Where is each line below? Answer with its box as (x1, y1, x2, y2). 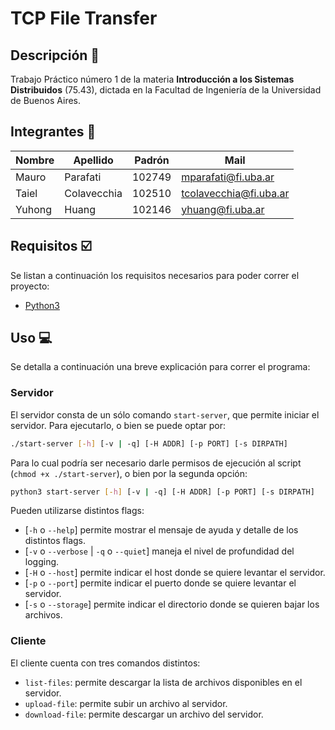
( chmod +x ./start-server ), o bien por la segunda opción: (10, 467, 248, 479)
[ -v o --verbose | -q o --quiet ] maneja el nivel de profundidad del (24, 545, 295, 557)
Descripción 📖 (10, 47, 100, 64)
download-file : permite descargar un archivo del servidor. (24, 708, 264, 720)
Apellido (73, 153, 114, 167)
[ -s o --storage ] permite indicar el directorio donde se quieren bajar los (24, 598, 320, 611)
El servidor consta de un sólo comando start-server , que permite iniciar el (10, 408, 320, 421)
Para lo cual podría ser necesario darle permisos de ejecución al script (10, 457, 302, 469)
